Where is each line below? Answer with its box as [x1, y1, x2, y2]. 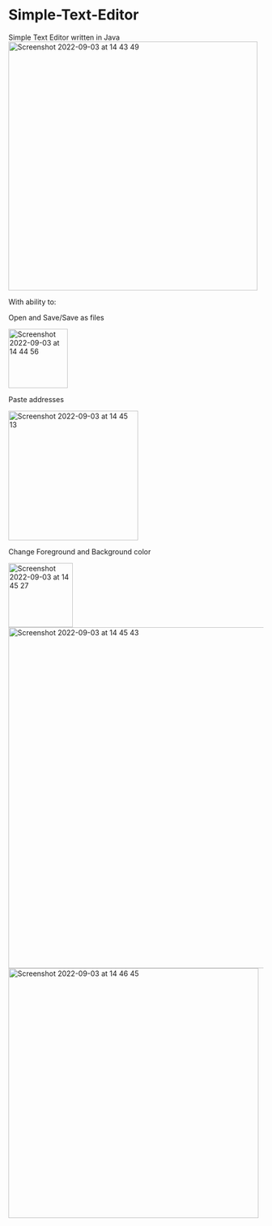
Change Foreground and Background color [8, 546, 151, 556]
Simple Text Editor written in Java [8, 32, 120, 42]
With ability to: [8, 297, 57, 307]
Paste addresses [8, 394, 65, 404]
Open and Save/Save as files [8, 312, 104, 322]
